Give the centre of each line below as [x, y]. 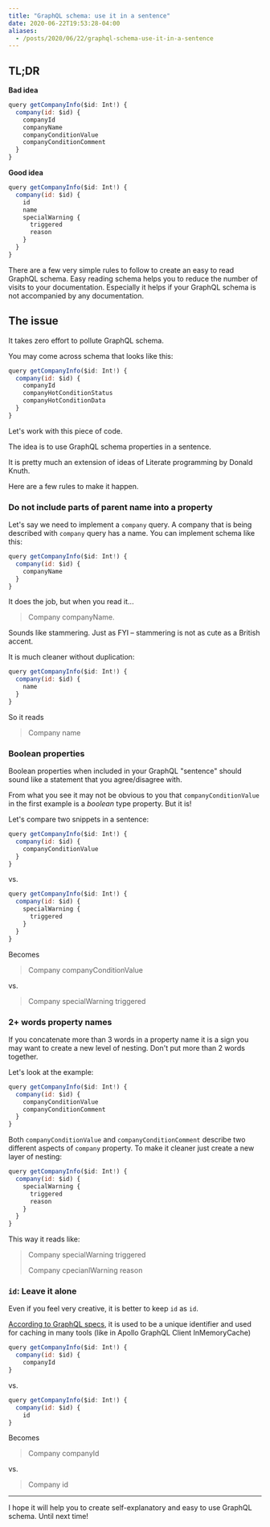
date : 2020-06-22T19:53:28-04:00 [64, 23]
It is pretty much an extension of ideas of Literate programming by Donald [131, 462]
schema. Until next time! [48, 1517]
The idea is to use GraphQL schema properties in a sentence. [110, 447]
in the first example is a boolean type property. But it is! [100, 804]
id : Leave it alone [43, 1291]
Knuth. [19, 471]
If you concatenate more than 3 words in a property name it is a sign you [129, 1039]
